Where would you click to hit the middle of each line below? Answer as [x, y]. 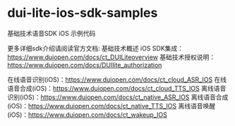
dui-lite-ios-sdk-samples [83, 13]
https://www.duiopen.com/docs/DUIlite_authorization [85, 65]
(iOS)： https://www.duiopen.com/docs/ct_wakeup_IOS [87, 115]
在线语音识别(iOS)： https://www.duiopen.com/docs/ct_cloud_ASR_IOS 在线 [117, 80]
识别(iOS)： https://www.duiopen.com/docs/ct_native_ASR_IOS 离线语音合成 [118, 97]
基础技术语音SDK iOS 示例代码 [52, 33]
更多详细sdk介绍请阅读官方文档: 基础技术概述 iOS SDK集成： [96, 48]
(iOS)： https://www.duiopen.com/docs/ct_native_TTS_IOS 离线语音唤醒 [112, 106]
